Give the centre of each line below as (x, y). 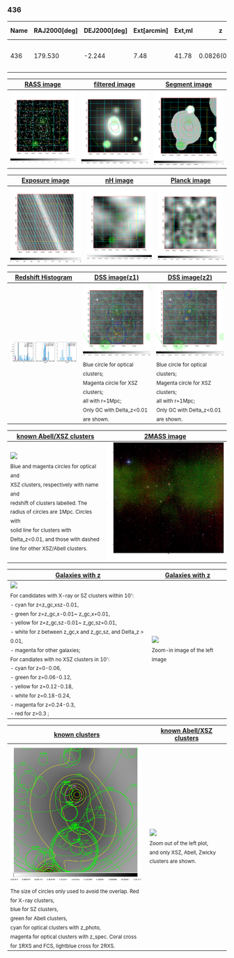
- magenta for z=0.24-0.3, (43, 705)
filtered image (115, 85)
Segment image (189, 85)
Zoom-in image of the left (183, 650)
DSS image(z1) (117, 277)
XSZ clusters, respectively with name (54, 485)
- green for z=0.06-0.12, (41, 677)
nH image (119, 180)
